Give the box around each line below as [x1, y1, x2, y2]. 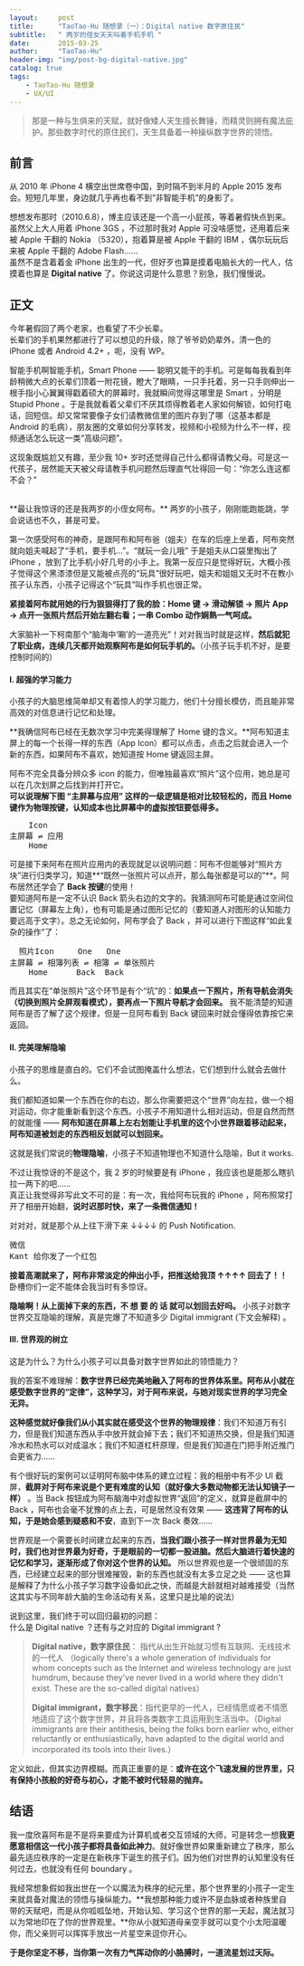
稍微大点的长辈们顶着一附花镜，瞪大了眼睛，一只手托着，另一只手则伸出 [16, 377, 287, 387]
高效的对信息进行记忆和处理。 [9, 707, 120, 718]
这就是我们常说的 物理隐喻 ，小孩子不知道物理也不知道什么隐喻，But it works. [9, 1147, 294, 1159]
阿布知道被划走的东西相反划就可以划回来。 [9, 1128, 168, 1139]
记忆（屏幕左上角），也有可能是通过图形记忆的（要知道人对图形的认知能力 [16, 904, 291, 915]
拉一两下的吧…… [9, 1178, 71, 1188]
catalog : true [9, 64, 63, 73]
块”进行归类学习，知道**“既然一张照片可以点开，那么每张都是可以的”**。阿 [9, 870, 290, 881]
